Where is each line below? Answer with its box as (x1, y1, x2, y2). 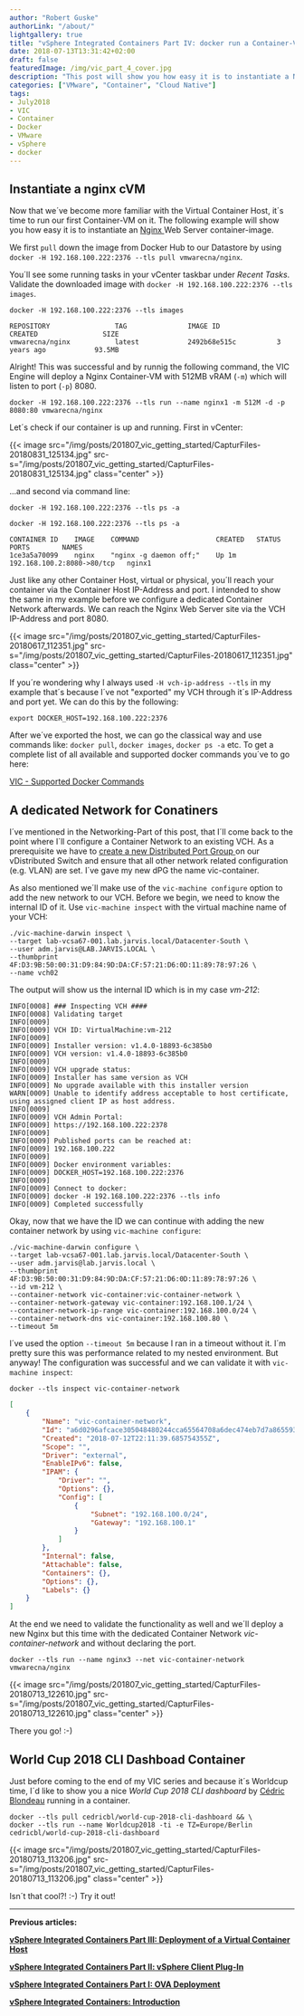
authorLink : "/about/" (9, 22, 95, 31)
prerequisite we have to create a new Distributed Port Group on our (9, 846, 261, 856)
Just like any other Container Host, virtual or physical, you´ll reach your (9, 575, 274, 586)
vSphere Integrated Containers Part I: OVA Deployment (9, 1979, 221, 1990)
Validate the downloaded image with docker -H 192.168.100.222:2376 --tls (9, 279, 293, 290)
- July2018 (9, 97, 51, 107)
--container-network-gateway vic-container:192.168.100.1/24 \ (9, 1298, 253, 1308)
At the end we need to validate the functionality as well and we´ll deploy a (9, 1619, 284, 1629)
